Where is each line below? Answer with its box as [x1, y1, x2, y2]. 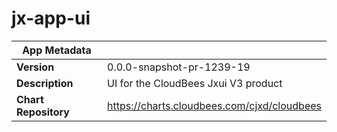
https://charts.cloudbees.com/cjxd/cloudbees [107, 98, 322, 112]
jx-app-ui [11, 7, 91, 30]
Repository [16, 105, 70, 119]
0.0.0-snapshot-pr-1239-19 [107, 60, 251, 74]
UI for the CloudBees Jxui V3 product [107, 76, 283, 90]
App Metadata [22, 43, 92, 57]
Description [16, 76, 74, 90]
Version [16, 60, 55, 74]
